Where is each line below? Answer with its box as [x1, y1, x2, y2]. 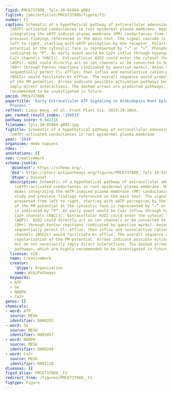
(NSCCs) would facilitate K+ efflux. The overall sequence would [10, 74, 153, 80]
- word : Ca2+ [5, 351, 33, 357]
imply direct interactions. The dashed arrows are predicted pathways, [10, 84, 166, 89]
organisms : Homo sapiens [5, 141, 58, 146]
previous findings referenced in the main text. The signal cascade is [10, 36, 166, 42]
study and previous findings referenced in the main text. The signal [14, 194, 168, 199]
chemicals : [5, 304, 29, 309]
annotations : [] [5, 151, 40, 156]
